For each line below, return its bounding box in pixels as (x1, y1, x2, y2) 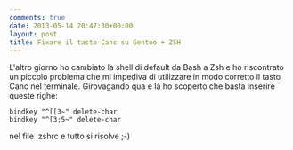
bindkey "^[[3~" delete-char (9, 107, 118, 116)
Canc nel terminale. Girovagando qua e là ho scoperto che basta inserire (9, 81, 276, 91)
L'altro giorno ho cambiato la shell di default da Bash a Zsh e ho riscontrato (9, 62, 285, 73)
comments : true (9, 12, 66, 22)
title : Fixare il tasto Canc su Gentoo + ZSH (9, 37, 181, 47)
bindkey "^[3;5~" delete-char (9, 115, 122, 124)
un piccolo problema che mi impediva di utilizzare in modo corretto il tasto (9, 72, 281, 83)
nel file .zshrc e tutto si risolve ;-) (9, 130, 131, 142)
